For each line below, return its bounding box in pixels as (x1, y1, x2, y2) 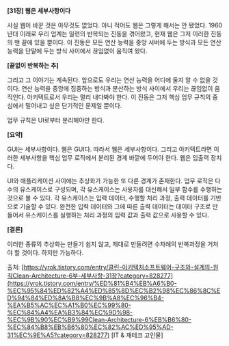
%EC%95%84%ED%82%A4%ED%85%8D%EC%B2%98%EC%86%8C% (7, 287, 217, 295)
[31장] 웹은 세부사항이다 (7, 7, 71, 14)
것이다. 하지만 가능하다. (21, 249, 84, 256)
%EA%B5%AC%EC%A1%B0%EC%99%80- (7, 301, 132, 309)
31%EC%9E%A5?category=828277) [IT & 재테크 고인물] (7, 331, 163, 339)
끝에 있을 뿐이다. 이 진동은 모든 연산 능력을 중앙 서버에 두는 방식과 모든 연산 (21, 38, 222, 46)
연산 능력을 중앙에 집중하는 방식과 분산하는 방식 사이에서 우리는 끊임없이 (21, 85, 213, 92)
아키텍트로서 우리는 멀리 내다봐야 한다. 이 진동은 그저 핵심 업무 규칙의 (27, 93, 211, 101)
